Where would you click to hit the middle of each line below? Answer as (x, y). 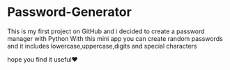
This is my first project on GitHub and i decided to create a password (106, 31)
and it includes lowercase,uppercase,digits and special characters (102, 46)
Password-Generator (70, 12)
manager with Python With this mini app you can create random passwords (115, 38)
